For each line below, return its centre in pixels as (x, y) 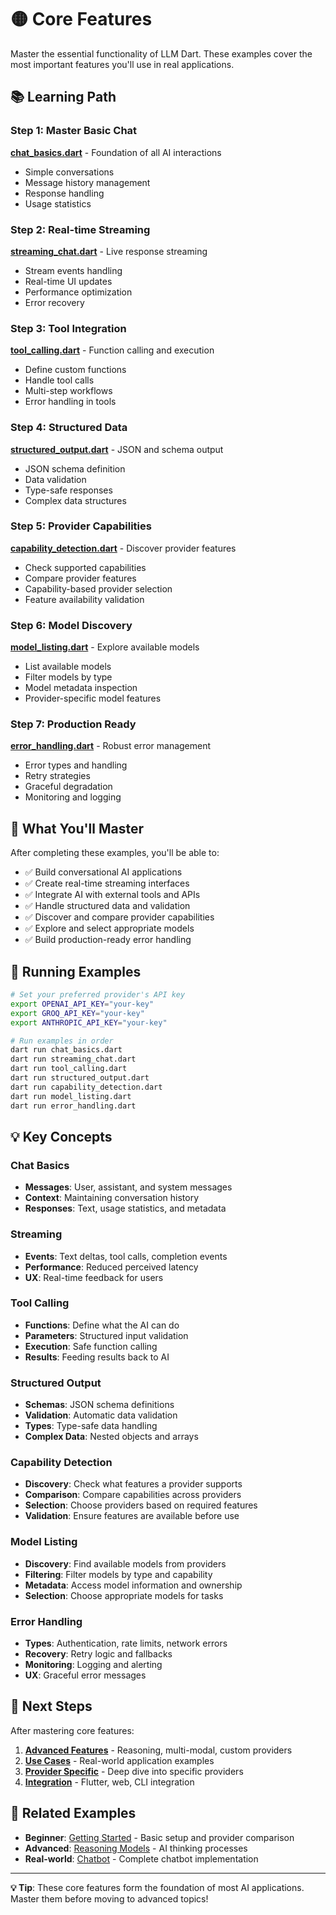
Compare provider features (80, 578)
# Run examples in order (62, 1041)
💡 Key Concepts (61, 1136)
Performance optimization (78, 292)
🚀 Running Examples (76, 971)
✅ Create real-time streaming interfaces (107, 883)
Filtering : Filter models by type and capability (118, 1574)
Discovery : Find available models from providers (125, 1563)
